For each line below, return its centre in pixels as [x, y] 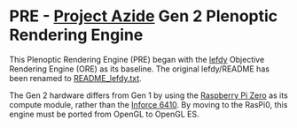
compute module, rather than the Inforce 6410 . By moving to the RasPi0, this [148, 104]
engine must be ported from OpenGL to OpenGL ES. [104, 114]
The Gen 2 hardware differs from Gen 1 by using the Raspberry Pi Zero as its [148, 95]
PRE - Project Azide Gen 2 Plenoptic [144, 16]
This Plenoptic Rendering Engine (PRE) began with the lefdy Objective [137, 59]
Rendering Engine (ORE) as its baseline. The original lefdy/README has [140, 69]
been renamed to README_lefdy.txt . [75, 78]
